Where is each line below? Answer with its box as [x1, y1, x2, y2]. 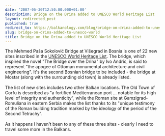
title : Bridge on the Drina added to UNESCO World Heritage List [5, 35, 141, 40]
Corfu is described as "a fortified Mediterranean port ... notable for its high [5, 89, 156, 96]
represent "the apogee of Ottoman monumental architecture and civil [5, 63, 145, 69]
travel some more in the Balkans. [5, 126, 71, 132]
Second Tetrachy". [5, 110, 43, 116]
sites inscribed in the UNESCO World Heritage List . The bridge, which [5, 53, 146, 59]
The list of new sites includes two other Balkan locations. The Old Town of [5, 84, 155, 90]
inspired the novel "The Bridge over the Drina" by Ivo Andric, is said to [5, 58, 147, 64]
